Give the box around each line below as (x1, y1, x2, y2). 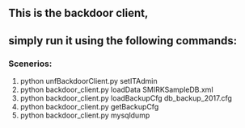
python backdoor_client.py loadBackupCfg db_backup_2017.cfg (19, 93, 233, 103)
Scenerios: (8, 58, 53, 69)
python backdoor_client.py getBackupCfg (19, 102, 159, 112)
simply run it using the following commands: (8, 34, 238, 47)
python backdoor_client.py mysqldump (19, 110, 150, 120)
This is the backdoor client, (8, 6, 149, 20)
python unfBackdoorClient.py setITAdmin (19, 76, 158, 86)
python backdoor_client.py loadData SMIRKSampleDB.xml (19, 85, 213, 95)
